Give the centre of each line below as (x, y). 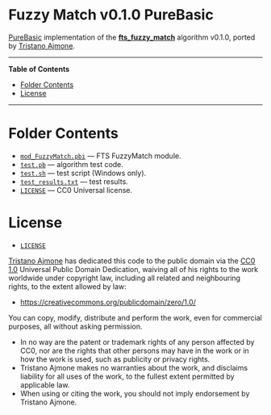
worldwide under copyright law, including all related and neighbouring (124, 278)
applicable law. (45, 384)
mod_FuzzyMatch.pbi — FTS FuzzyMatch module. (100, 156)
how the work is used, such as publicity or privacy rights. (115, 359)
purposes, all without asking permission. (75, 326)
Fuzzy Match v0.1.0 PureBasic (111, 15)
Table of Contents (39, 69)
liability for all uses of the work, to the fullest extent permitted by (127, 376)
